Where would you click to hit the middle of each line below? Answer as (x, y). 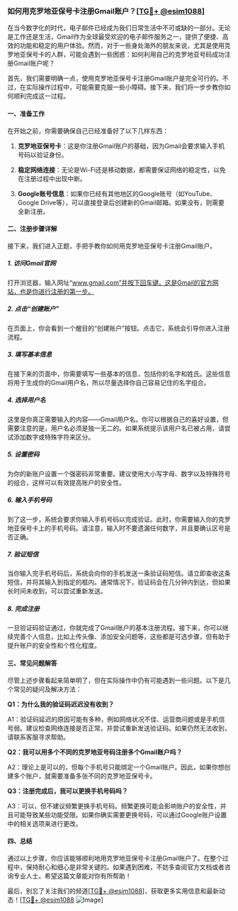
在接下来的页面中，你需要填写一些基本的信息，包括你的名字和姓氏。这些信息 (119, 374)
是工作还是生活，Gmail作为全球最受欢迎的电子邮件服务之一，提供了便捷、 (115, 37)
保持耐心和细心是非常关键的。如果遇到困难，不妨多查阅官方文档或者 (125, 867)
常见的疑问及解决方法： (47, 689)
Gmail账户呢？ (34, 63)
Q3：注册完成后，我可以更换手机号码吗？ (68, 791)
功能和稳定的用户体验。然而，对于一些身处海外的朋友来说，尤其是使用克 (125, 46)
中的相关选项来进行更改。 (45, 823)
